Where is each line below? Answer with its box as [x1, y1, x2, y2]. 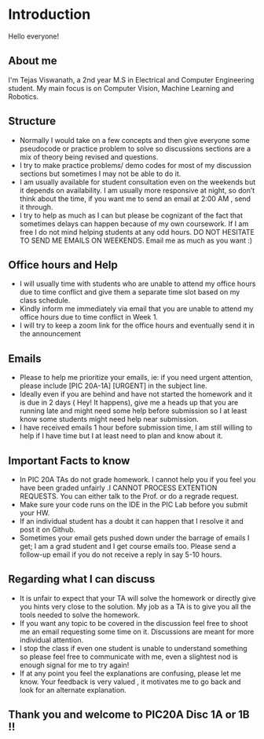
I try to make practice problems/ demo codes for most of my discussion [19, 160, 251, 170]
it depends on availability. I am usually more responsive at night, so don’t [19, 185, 255, 195]
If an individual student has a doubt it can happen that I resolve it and [19, 517, 244, 525]
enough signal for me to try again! [19, 660, 130, 669]
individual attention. [19, 635, 84, 645]
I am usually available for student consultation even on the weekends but [19, 177, 256, 186]
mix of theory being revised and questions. [19, 152, 159, 162]
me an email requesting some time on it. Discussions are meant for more [19, 627, 255, 636]
